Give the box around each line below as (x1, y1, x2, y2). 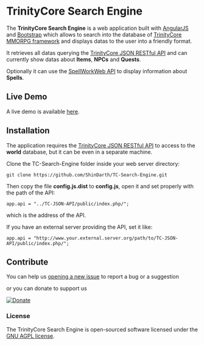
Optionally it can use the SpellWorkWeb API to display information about (6, 67, 188, 74)
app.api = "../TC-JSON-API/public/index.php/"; (6, 201, 130, 207)
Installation (6, 126, 50, 136)
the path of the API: (6, 189, 55, 196)
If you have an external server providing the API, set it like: (6, 223, 153, 230)
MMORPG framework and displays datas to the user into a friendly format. (6, 37, 192, 44)
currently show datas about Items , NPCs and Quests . (6, 55, 141, 63)
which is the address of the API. (6, 212, 86, 219)
